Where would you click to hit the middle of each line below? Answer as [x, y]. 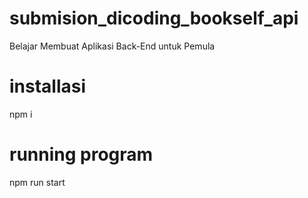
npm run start [37, 182]
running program [81, 154]
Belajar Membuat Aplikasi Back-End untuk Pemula [112, 46]
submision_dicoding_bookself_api [154, 18]
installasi [48, 86]
